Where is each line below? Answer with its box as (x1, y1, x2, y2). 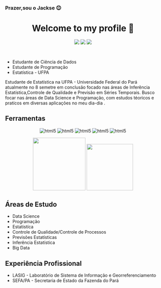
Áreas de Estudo (5, 200, 57, 208)
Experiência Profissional (5, 259, 82, 268)
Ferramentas (5, 114, 45, 123)
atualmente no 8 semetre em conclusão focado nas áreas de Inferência (5, 84, 150, 90)
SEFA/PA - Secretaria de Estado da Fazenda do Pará (12, 277, 119, 284)
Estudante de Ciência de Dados (12, 59, 77, 65)
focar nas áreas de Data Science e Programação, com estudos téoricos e (5, 95, 154, 100)
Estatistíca (12, 224, 34, 230)
